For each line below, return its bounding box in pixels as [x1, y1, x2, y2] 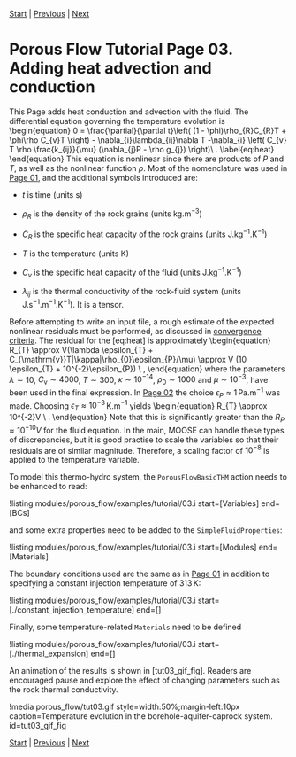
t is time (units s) [21, 189, 83, 199]
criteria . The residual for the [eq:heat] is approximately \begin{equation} [9, 335, 271, 346]
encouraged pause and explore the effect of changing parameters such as [9, 675, 280, 686]
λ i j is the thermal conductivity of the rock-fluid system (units [21, 286, 241, 299]
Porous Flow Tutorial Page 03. [9, 40, 233, 59]
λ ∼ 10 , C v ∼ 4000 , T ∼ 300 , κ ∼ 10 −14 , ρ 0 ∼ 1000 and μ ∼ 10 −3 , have [9, 372, 269, 387]
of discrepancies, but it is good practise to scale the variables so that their [9, 434, 279, 445]
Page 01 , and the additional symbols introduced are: [9, 172, 199, 183]
